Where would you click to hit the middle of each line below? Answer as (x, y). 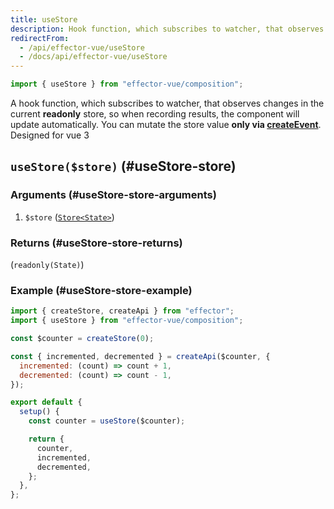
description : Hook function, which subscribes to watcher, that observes (167, 29)
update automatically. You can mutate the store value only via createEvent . (166, 124)
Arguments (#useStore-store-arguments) (113, 195)
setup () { (39, 412)
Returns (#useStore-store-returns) (96, 243)
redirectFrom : (40, 38)
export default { (46, 402)
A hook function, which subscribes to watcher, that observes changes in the (167, 103)
